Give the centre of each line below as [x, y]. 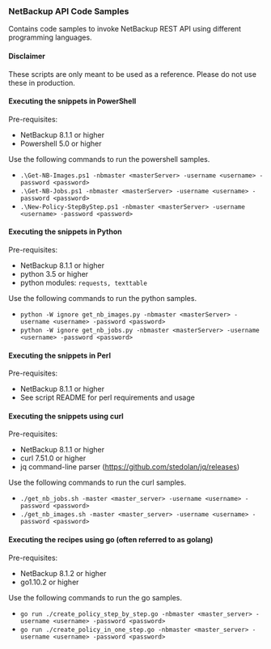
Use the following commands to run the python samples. [102, 298]
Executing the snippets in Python [66, 231]
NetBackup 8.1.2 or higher [63, 573]
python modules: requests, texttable [84, 282]
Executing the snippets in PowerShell [72, 101]
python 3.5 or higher [54, 274]
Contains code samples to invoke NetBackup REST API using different [125, 29]
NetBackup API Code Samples [69, 11]
